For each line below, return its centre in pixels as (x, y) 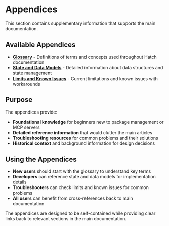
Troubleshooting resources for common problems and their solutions (85, 138)
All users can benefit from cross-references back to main (73, 198)
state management (32, 73)
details (19, 182)
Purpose (19, 100)
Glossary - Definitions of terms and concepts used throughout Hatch (85, 57)
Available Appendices (40, 45)
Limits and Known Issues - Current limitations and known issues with (85, 78)
